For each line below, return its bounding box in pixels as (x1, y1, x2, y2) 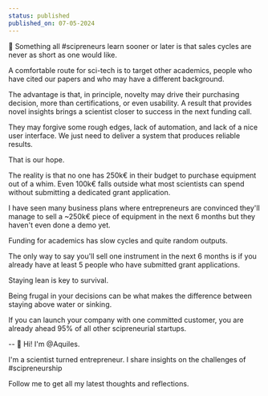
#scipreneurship (8, 363, 63, 373)
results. (8, 139, 34, 149)
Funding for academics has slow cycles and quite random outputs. (8, 235, 228, 245)
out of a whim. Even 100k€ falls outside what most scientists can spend (8, 178, 245, 189)
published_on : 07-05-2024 (8, 19, 95, 27)
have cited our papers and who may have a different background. (8, 74, 225, 84)
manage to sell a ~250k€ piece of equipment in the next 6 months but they (8, 211, 255, 221)
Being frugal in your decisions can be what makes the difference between (8, 291, 253, 300)
